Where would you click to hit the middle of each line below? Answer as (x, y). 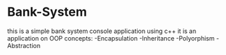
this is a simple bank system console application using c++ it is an (102, 31)
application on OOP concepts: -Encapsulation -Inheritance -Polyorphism (111, 38)
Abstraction (24, 45)
